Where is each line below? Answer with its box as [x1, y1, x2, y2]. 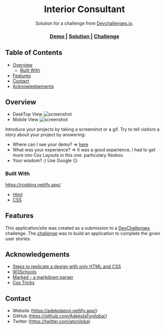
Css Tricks [12, 280, 35, 286]
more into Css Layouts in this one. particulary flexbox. [12, 152, 124, 158]
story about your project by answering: [5, 132, 86, 138]
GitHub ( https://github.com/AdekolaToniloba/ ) [12, 313, 108, 319]
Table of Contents [5, 48, 63, 57]
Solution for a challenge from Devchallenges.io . [35, 20, 134, 26]
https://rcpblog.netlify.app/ [5, 182, 61, 188]
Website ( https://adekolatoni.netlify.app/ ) [12, 308, 98, 314]
